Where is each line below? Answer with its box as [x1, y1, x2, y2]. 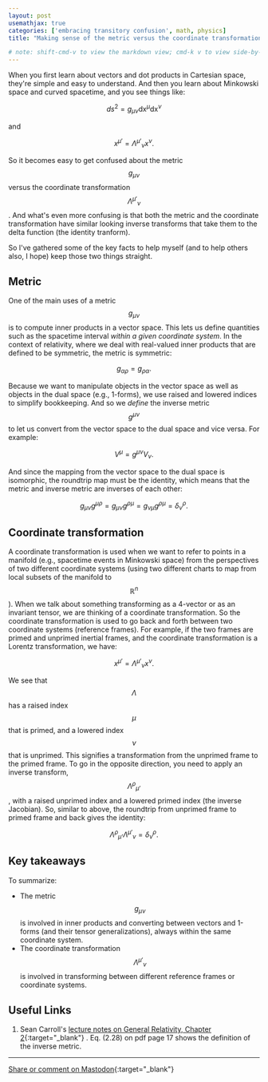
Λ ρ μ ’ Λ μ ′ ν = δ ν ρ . [109, 828, 159, 841]
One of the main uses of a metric [8, 296, 116, 306]
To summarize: [8, 875, 57, 885]
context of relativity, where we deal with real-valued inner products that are [8, 339, 256, 349]
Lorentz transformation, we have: [8, 641, 117, 651]
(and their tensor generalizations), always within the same [41, 926, 231, 936]
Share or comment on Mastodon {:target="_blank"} [8, 1064, 175, 1074]
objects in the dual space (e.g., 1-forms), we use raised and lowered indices [8, 389, 258, 399]
